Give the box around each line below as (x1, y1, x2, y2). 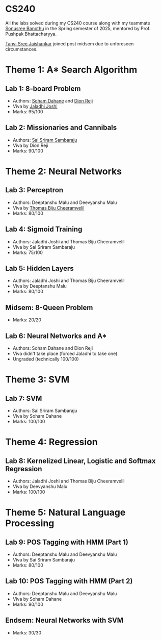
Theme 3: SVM (5, 374, 70, 386)
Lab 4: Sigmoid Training (5, 225, 83, 234)
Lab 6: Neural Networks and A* (5, 331, 107, 340)
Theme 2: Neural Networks (5, 165, 122, 177)
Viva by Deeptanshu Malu (12, 283, 67, 289)
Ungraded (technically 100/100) (12, 356, 79, 362)
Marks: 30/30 (12, 629, 42, 635)
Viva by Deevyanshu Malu (12, 483, 68, 490)
